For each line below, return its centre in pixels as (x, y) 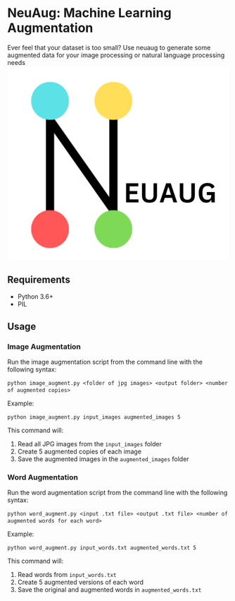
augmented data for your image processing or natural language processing (116, 55)
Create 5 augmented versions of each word (81, 582)
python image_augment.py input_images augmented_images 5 (94, 417)
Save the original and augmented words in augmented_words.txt (109, 590)
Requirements (39, 280)
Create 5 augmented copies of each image (80, 452)
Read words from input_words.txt (67, 575)
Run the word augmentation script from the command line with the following (118, 493)
